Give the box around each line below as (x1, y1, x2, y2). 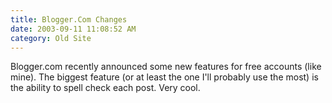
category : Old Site (10, 33, 92, 43)
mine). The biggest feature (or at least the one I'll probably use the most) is (10, 71, 319, 83)
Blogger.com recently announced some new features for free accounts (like (10, 61, 322, 73)
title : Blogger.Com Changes (10, 14, 128, 25)
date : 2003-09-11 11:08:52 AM (10, 24, 137, 34)
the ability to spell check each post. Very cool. (10, 82, 201, 94)
